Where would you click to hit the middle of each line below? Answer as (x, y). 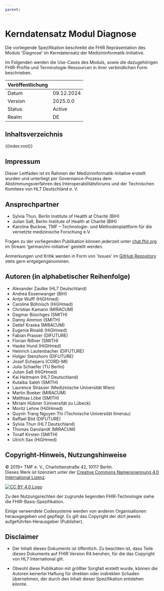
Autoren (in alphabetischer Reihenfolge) (68, 277)
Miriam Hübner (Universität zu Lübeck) (51, 403)
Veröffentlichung (28, 85)
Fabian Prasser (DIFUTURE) (40, 335)
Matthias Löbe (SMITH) (36, 398)
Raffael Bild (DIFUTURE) (36, 419)
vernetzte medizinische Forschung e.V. (51, 232)
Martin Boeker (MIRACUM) (39, 392)
